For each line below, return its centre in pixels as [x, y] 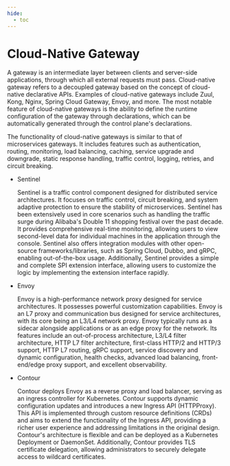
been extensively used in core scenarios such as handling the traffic [114, 214]
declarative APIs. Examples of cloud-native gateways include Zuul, [120, 95]
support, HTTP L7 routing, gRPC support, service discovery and [107, 350]
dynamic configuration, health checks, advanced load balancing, [108, 358]
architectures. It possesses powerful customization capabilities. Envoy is [120, 306]
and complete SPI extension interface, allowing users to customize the [116, 265]
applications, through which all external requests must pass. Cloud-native [111, 80]
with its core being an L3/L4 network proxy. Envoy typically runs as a [115, 321]
